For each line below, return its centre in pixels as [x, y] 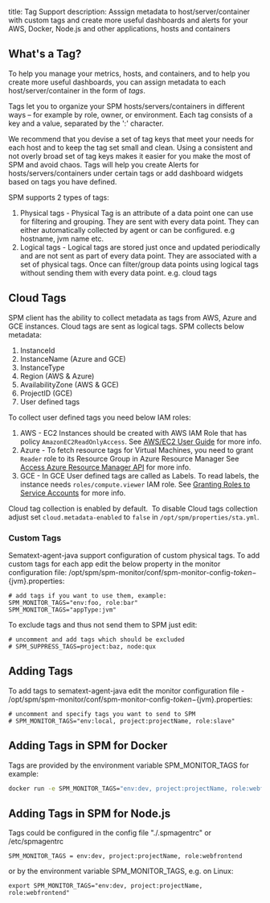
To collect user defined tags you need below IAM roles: [100, 417]
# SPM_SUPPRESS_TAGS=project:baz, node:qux [82, 646]
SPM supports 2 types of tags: [59, 197]
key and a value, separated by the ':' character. [86, 123]
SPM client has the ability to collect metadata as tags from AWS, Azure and [133, 317]
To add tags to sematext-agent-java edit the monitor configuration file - [127, 690]
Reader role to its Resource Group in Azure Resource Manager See [129, 458]
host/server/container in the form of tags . [77, 90]
